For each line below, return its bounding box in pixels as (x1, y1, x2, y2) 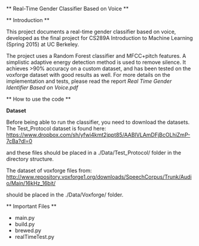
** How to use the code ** (6, 95, 71, 102)
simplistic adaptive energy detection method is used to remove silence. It (6, 59, 186, 66)
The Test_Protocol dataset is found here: (6, 125, 106, 132)
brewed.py (14, 227, 42, 234)
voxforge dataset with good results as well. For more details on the (6, 71, 170, 78)
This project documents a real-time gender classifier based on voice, (6, 28, 176, 35)
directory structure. (6, 155, 54, 163)
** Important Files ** (6, 203, 57, 210)
